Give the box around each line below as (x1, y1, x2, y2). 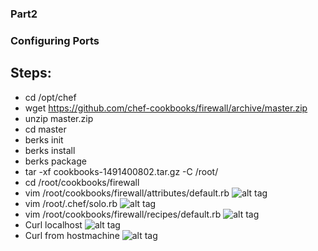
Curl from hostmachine (24, 229, 120, 241)
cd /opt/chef (24, 91, 77, 103)
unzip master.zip (24, 112, 94, 124)
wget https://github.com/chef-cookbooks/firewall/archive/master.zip (24, 102, 308, 114)
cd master (24, 123, 67, 135)
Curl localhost (24, 218, 83, 231)
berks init (24, 133, 64, 146)
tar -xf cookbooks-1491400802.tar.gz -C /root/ (24, 165, 219, 177)
